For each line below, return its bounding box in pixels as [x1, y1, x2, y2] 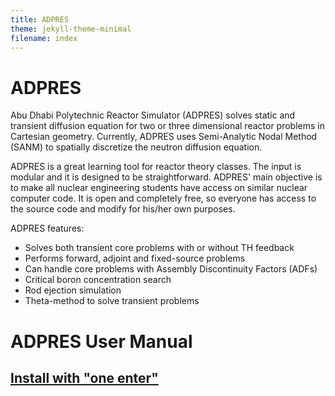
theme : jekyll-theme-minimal [10, 24, 132, 34]
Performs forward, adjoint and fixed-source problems [24, 252, 246, 265]
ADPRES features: [10, 222, 85, 235]
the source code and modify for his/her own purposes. [10, 203, 236, 215]
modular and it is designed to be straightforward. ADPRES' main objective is [10, 171, 323, 183]
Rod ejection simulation [24, 284, 122, 296]
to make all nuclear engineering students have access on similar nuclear [10, 182, 308, 194]
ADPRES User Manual [10, 330, 193, 353]
